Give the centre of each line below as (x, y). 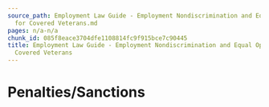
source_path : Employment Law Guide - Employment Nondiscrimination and (130, 16)
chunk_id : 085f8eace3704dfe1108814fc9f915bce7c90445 (98, 38)
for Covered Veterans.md (56, 23)
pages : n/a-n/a (33, 30)
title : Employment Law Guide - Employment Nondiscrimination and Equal (130, 46)
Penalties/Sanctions (76, 92)
